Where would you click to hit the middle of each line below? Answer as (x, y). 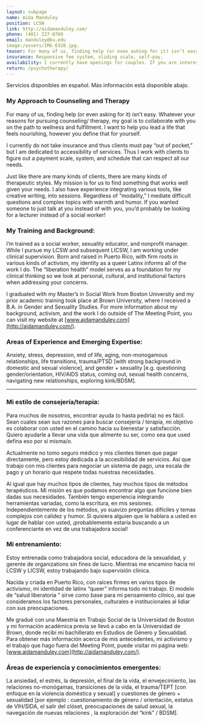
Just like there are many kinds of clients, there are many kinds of (87, 176)
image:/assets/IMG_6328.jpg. (43, 46)
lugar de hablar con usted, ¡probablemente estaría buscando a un (88, 522)
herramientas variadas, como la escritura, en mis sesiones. (79, 503)
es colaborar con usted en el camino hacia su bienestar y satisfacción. (94, 428)
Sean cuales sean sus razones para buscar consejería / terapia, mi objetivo (100, 422)
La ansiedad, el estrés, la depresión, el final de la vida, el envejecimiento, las (101, 681)
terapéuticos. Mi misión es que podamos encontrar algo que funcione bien (99, 490)
